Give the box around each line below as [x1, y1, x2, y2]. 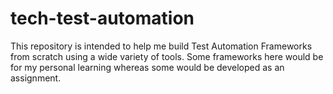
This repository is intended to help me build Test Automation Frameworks [10, 40, 313, 52]
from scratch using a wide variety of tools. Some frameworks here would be [10, 50, 324, 62]
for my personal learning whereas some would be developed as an [10, 61, 285, 73]
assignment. [10, 72, 62, 84]
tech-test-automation [10, 7, 195, 30]
